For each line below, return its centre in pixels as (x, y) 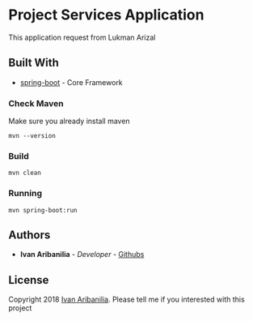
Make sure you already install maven (70, 121)
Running (25, 194)
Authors (30, 235)
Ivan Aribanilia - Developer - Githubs (82, 255)
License (29, 280)
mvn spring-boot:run (43, 210)
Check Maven (36, 103)
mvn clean (25, 173)
